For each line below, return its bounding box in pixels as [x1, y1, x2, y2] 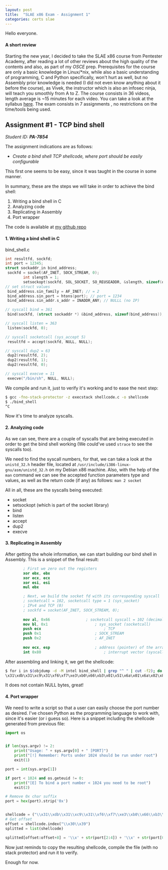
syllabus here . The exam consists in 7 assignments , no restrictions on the [5, 101, 157, 107]
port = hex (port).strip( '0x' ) [5, 799, 68, 804]
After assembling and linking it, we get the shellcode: [5, 659, 114, 665]
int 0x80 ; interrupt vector [23, 649, 144, 655]
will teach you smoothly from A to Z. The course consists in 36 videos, [5, 90, 150, 96]
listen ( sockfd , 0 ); [7, 325, 48, 330]
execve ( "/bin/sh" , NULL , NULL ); [7, 376, 75, 381]
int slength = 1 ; [23, 275, 59, 280]
